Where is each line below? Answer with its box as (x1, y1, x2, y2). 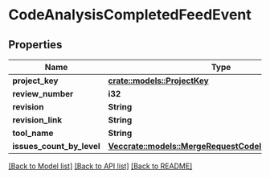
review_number (12, 89, 74, 99)
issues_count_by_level (12, 141, 100, 151)
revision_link (12, 114, 63, 126)
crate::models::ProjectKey (108, 75, 209, 86)
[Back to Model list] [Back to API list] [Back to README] (8, 161, 193, 171)
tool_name (12, 127, 54, 139)
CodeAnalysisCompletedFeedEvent (8, 6, 252, 24)
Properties (8, 38, 63, 52)
